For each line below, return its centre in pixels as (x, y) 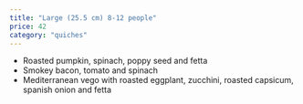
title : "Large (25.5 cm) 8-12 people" (83, 18)
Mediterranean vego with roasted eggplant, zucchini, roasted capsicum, (158, 80)
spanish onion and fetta (67, 90)
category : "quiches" (49, 35)
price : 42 (28, 26)
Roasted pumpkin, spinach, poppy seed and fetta (115, 61)
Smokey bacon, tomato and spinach (90, 70)
